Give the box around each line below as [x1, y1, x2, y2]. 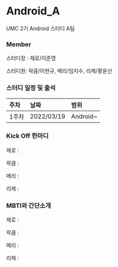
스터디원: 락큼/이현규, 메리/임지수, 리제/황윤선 [6, 67, 112, 74]
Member [6, 40, 32, 49]
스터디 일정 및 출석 [6, 84, 56, 92]
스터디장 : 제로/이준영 [6, 55, 56, 62]
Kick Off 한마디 [6, 132, 49, 140]
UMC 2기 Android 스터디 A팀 [6, 25, 75, 32]
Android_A [6, 4, 60, 18]
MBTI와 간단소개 [6, 201, 51, 209]
